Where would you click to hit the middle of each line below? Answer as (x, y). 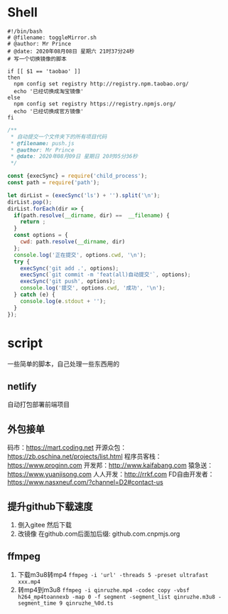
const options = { (41, 235)
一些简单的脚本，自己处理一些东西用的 (63, 364)
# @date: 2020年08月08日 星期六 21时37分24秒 (71, 51)
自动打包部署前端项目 (38, 404)
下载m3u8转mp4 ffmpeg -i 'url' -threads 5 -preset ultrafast (113, 574)
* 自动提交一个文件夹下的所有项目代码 (59, 137)
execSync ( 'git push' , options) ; (68, 282)
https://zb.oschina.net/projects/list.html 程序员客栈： (85, 457)
